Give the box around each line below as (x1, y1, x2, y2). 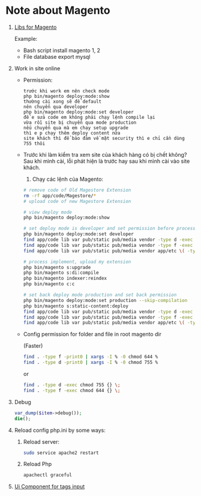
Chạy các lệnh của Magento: (32, 175, 103, 183)
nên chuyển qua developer (23, 103, 88, 110)
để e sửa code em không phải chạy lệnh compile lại (23, 114, 155, 120)
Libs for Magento (14, 23, 57, 31)
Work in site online (14, 64, 61, 72)
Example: (14, 35, 38, 42)
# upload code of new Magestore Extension (23, 198, 131, 204)
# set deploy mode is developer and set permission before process (23, 226, 196, 232)
